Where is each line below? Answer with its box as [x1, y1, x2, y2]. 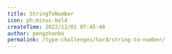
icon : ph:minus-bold [7, 17, 68, 24]
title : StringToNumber [7, 10, 74, 18]
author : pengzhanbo [7, 29, 65, 37]
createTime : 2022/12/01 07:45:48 [7, 23, 106, 30]
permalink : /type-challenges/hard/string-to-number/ [7, 36, 166, 43]
